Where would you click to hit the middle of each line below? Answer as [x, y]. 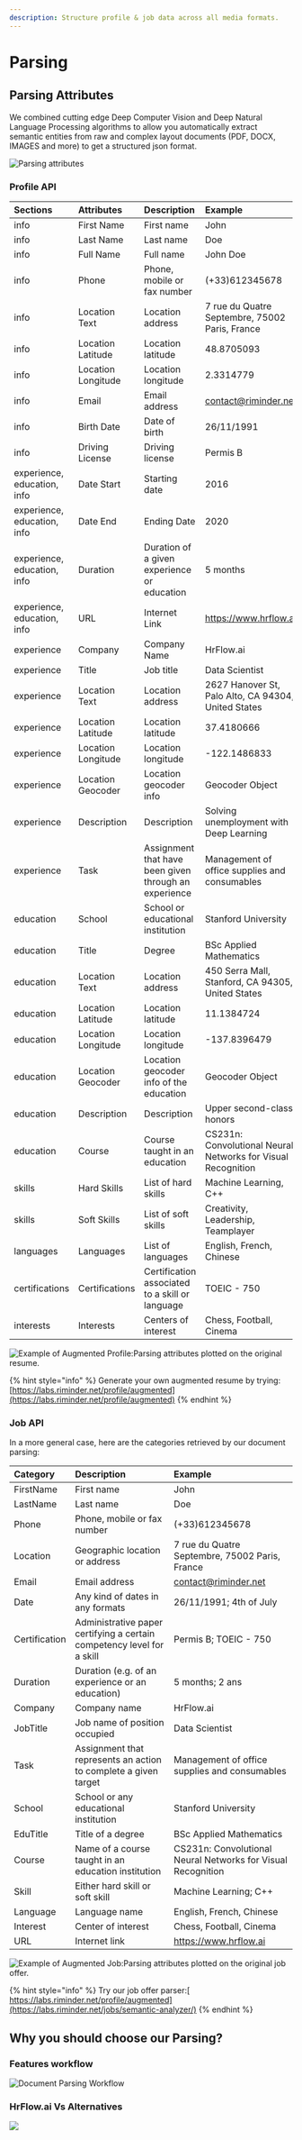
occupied [95, 1734]
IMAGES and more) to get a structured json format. [103, 146]
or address [98, 1562]
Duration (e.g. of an [116, 1671]
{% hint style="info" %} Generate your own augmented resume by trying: [145, 1380]
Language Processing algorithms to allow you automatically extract [133, 126]
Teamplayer [230, 1231]
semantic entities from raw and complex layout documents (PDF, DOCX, [142, 136]
